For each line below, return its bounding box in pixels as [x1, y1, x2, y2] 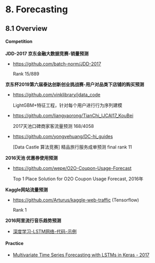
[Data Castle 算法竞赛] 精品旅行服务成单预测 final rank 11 [12, 144, 132, 150]
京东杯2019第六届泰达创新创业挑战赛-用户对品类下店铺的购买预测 [5, 81, 144, 87]
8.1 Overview [5, 24, 48, 33]
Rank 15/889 [12, 70, 40, 77]
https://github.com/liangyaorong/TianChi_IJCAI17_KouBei [12, 112, 133, 119]
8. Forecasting [5, 4, 68, 15]
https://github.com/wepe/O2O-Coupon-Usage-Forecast [12, 165, 132, 171]
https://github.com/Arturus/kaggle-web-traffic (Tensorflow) [12, 197, 140, 203]
